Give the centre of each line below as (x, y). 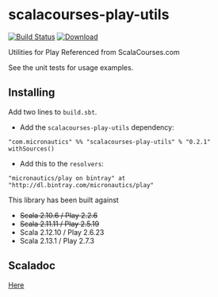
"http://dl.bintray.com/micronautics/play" (81, 185)
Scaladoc (32, 266)
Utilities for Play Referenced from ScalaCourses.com (94, 52)
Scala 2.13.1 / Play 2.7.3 (57, 240)
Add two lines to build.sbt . (53, 111)
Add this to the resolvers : (62, 163)
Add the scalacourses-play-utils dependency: (97, 127)
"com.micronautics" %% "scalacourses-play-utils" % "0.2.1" (110, 142)
